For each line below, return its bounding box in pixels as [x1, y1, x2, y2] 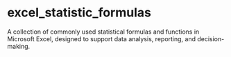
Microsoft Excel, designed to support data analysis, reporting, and [7, 34, 196, 43]
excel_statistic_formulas [7, 5, 151, 21]
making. [7, 42, 31, 50]
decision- [197, 34, 225, 43]
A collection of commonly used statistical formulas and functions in [7, 27, 200, 36]
